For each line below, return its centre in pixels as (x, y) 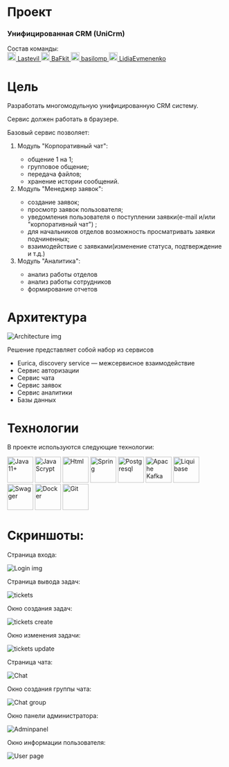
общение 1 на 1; (51, 159)
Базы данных (37, 400)
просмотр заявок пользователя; (75, 210)
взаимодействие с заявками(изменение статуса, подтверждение (125, 246)
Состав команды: (33, 48)
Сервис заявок (39, 386)
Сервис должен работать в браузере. (63, 119)
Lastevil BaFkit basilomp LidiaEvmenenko (91, 59)
